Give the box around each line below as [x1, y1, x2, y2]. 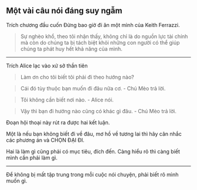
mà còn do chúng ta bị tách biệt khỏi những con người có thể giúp [20, 39, 180, 46]
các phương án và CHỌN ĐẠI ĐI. [6, 136, 85, 144]
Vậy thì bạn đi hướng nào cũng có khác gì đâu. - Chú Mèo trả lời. [20, 107, 177, 114]
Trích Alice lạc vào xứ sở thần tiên [6, 62, 88, 69]
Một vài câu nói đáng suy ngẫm [6, 6, 123, 16]
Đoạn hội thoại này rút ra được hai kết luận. [6, 118, 110, 126]
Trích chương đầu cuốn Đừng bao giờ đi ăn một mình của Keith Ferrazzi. [6, 21, 180, 28]
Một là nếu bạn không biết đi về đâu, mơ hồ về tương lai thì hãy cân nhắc [6, 130, 182, 137]
